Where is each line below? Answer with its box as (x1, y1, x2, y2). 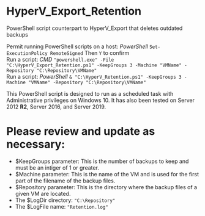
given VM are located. (15, 190, 71, 197)
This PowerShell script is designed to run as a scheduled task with (6, 90, 174, 97)
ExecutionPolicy (6, 50, 48, 56)
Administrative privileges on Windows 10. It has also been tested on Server (6, 96, 195, 104)
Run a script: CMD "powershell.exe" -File (6, 56, 114, 63)
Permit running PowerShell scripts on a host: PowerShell (6, 43, 148, 50)
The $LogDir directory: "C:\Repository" (15, 196, 116, 204)
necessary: (6, 137, 65, 151)
